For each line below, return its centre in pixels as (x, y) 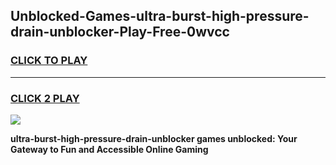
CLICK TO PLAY (49, 61)
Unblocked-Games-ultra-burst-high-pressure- (160, 16)
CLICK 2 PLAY (45, 98)
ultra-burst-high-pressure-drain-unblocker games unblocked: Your (154, 138)
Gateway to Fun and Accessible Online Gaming (109, 149)
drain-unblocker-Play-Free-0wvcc (120, 32)
